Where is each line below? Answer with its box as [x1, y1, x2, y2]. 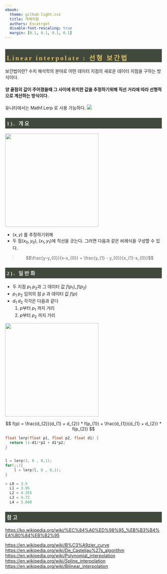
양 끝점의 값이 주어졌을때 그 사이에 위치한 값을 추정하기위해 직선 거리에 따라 [5, 87, 149, 93]
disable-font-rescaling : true [9, 26, 72, 31]
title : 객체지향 [9, 16, 39, 21]
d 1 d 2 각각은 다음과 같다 [12, 298, 59, 305]
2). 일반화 [6, 270, 36, 277]
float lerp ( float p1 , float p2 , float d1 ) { [5, 435, 99, 441]
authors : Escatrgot [9, 21, 50, 26]
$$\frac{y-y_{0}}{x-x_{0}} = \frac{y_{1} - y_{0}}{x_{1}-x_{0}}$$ [25, 255, 154, 261]
